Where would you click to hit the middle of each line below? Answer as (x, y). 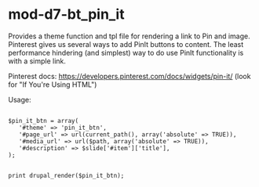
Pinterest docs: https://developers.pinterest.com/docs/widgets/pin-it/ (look (129, 76)
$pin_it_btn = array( (44, 120)
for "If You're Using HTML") (53, 85)
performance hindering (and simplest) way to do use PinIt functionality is (126, 52)
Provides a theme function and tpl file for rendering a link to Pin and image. (129, 36)
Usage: (20, 99)
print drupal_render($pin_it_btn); (66, 175)
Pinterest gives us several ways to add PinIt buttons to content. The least (126, 44)
